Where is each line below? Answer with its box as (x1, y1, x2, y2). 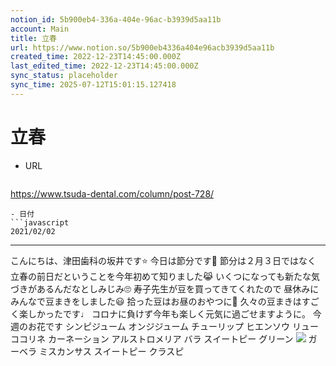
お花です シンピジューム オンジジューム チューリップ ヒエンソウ (27, 320, 290, 332)
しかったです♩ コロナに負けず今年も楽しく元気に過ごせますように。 (27, 307, 311, 320)
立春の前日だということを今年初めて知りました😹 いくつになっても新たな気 (10, 270, 320, 282)
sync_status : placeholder (10, 71, 118, 81)
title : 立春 (10, 33, 57, 43)
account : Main (10, 24, 70, 34)
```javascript (10, 217, 70, 228)
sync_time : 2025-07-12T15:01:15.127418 (10, 80, 177, 90)
